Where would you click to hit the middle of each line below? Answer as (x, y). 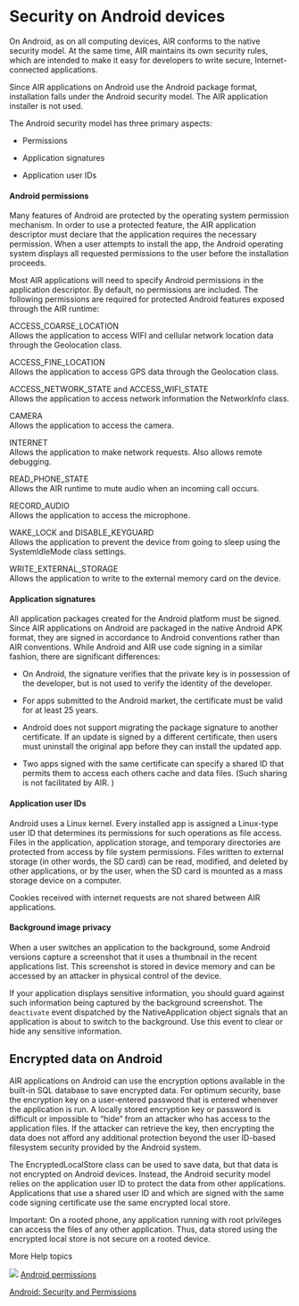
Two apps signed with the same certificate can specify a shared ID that (153, 764)
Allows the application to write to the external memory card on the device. (145, 579)
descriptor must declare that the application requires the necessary (133, 235)
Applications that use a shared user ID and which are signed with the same (146, 1193)
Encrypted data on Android (86, 1059)
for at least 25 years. (60, 710)
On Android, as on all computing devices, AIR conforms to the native (135, 41)
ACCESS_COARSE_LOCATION (64, 326)
